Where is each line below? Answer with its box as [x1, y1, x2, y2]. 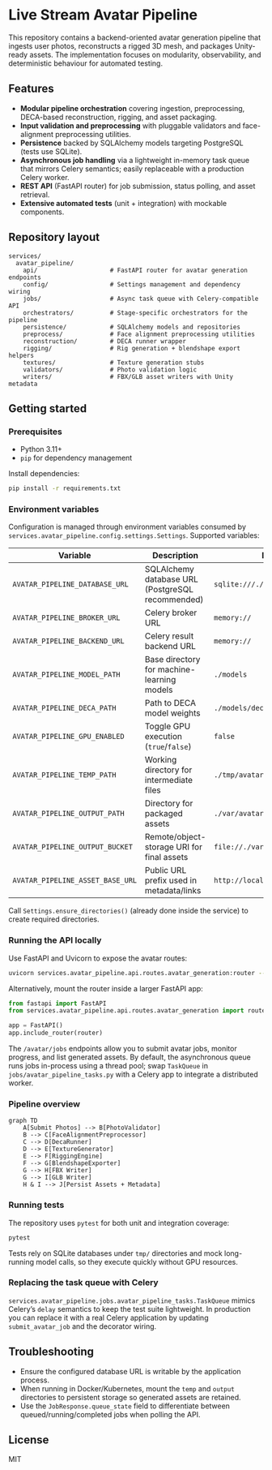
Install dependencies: [8, 469, 80, 479]
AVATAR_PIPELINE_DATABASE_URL [12, 580, 130, 589]
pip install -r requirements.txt [8, 484, 121, 492]
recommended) [144, 594, 204, 605]
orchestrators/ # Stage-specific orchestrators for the [23, 308, 249, 317]
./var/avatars [214, 809, 269, 819]
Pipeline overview [8, 1098, 81, 1110]
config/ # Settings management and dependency [23, 280, 241, 289]
